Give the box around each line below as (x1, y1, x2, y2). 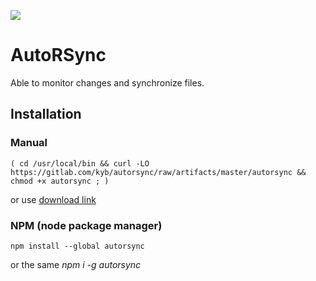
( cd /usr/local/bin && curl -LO (10, 158, 150, 169)
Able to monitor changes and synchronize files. (10, 76, 205, 89)
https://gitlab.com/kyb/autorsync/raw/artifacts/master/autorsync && (10, 167, 307, 177)
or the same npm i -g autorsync (10, 258, 142, 270)
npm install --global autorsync (10, 241, 145, 251)
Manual (10, 136, 48, 150)
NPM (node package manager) (10, 218, 163, 232)
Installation (10, 106, 82, 123)
